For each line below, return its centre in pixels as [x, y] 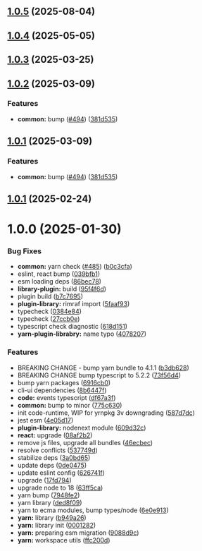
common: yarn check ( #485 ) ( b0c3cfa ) [75, 267]
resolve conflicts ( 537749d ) [58, 450]
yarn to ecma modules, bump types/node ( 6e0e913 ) [93, 510]
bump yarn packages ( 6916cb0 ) [64, 382]
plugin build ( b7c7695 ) [50, 296]
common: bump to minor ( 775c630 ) [70, 405]
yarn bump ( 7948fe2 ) [49, 495]
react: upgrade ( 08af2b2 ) [55, 435]
